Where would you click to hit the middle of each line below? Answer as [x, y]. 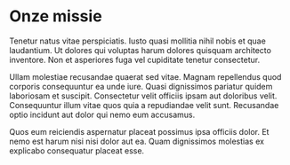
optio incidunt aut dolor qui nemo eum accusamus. [102, 114]
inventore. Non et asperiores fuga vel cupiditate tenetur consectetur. [135, 59]
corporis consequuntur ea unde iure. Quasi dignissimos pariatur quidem [141, 86]
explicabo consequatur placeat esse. [77, 150]
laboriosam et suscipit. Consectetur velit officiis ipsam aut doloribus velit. [143, 96]
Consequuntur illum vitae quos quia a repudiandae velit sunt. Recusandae [144, 105]
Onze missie [56, 16]
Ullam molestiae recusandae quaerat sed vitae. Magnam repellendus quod [145, 76]
